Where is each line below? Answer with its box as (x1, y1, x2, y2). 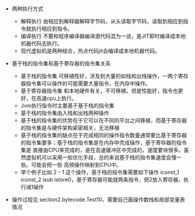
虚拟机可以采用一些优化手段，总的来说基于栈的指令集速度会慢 (25, 154, 177, 161)
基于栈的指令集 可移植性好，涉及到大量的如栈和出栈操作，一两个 (20, 73, 178, 79)
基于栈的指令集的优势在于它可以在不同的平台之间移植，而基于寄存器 (20, 117, 187, 124)
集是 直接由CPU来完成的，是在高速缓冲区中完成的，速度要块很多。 (20, 147, 184, 153)
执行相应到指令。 (31, 25, 73, 32)
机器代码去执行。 (20, 40, 63, 47)
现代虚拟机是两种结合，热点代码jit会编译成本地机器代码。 (20, 47, 160, 54)
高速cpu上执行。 (36, 95, 77, 102)
